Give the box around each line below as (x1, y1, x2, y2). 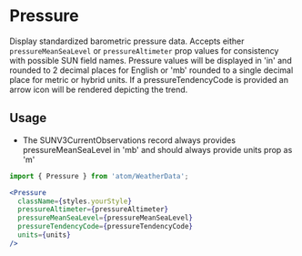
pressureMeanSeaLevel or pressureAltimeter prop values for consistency (9, 45, 279, 56)
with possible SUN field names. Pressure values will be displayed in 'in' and (9, 55, 293, 66)
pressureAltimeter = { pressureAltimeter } (17, 205, 169, 214)
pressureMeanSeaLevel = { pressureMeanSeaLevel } (17, 213, 194, 223)
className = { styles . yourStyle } (17, 197, 132, 206)
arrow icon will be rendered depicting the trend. (9, 84, 188, 95)
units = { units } (17, 230, 71, 240)
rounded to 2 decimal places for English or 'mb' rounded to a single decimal (9, 65, 294, 76)
